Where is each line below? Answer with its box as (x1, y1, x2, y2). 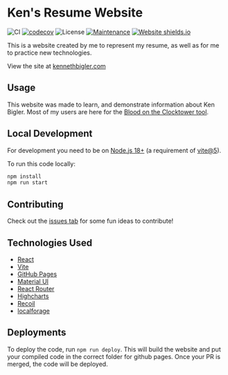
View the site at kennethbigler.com (7, 62, 106, 70)
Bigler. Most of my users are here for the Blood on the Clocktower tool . (7, 107, 209, 116)
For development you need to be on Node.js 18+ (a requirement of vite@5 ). (7, 146, 222, 154)
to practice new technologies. (7, 48, 92, 57)
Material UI (17, 277, 49, 285)
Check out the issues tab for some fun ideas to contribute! (7, 217, 174, 226)
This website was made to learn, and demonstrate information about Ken (7, 100, 215, 109)
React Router (17, 284, 55, 293)
